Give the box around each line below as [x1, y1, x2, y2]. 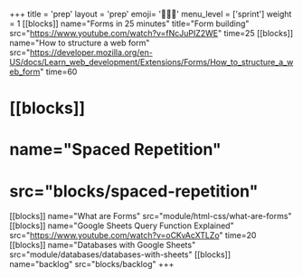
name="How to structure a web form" [9, 37, 150, 48]
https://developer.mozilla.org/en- [30, 47, 154, 58]
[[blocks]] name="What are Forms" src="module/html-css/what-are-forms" [9, 211, 292, 222]
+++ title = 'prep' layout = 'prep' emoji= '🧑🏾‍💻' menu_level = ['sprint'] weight [9, 9, 292, 19]
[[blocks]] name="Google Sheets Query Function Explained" [9, 220, 234, 231]
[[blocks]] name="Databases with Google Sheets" [9, 240, 196, 251]
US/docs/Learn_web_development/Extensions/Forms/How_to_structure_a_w [9, 57, 294, 67]
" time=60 [40, 66, 78, 77]
